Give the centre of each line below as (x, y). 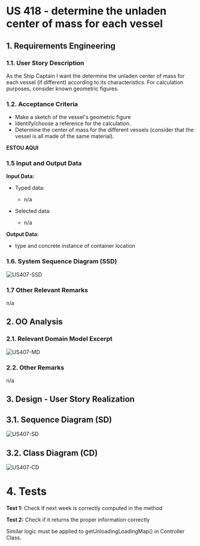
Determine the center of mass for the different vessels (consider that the (104, 130)
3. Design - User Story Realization (70, 399)
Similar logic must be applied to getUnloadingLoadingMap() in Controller (96, 531)
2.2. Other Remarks (35, 368)
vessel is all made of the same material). (64, 136)
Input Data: (20, 176)
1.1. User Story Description (46, 63)
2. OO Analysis (34, 322)
